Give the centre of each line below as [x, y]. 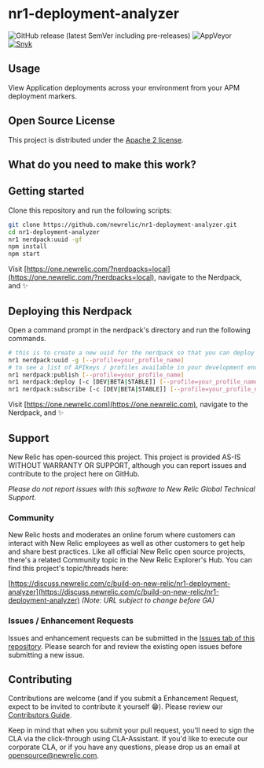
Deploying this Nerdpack [70, 311]
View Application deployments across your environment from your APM [124, 87]
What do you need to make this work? [102, 164]
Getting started [46, 191]
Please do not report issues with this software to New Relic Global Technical [132, 489]
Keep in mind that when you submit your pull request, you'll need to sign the [131, 730]
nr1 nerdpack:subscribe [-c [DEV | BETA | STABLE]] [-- [94, 390]
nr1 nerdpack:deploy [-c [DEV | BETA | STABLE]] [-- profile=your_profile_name [133, 382]
